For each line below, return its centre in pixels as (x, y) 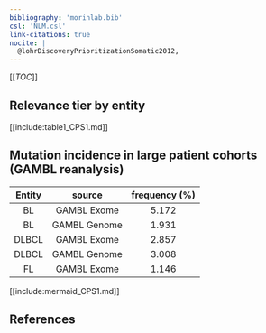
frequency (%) (163, 195)
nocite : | (28, 43)
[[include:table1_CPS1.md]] (59, 126)
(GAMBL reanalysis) (67, 169)
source (87, 195)
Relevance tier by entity (78, 105)
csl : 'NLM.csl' (38, 26)
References (42, 320)
